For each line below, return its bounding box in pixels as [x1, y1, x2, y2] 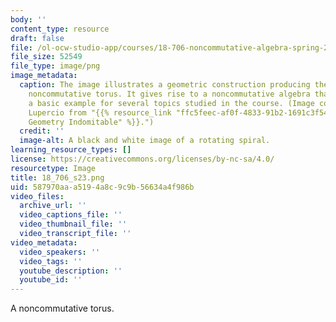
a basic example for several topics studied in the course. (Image [28, 98, 315, 108]
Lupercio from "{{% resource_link [28, 107, 172, 118]
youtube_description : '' [19, 266, 123, 276]
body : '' [10, 14, 47, 25]
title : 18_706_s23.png [10, 172, 105, 183]
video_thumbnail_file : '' [19, 219, 128, 230]
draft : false [10, 33, 65, 43]
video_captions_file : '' [19, 210, 123, 220]
